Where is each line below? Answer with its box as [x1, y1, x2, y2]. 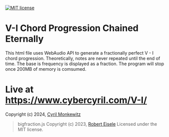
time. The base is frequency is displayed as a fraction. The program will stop [5, 61, 164, 67]
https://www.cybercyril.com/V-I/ [5, 95, 147, 106]
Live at [5, 84, 34, 96]
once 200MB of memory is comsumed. [5, 66, 87, 72]
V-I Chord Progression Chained [5, 23, 139, 34]
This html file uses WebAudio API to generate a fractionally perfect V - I [5, 50, 154, 56]
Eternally [5, 33, 44, 45]
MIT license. [17, 126, 43, 132]
